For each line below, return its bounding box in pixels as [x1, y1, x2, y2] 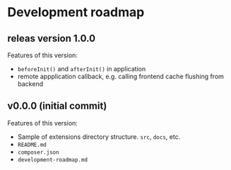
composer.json [17, 149, 59, 156]
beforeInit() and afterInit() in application [17, 65, 146, 73]
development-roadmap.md [17, 156, 88, 163]
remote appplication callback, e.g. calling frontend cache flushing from [17, 72, 225, 80]
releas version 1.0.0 [7, 32, 96, 44]
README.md [17, 141, 47, 148]
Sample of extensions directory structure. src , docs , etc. [17, 132, 181, 141]
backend [17, 80, 44, 88]
